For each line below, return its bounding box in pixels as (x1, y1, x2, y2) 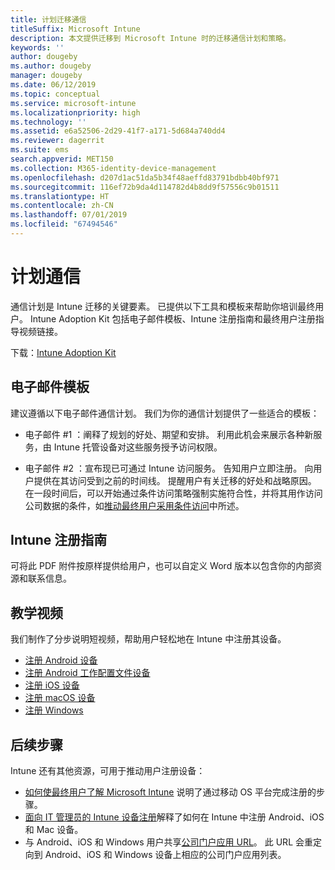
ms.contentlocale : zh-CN (10, 201, 114, 211)
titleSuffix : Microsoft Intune (10, 24, 141, 34)
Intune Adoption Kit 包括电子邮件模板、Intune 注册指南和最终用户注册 (29, 312, 316, 325)
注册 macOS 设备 (24, 692, 96, 704)
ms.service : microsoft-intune (10, 98, 137, 108)
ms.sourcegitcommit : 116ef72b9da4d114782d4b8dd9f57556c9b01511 (10, 182, 280, 192)
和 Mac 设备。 (24, 824, 84, 836)
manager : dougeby (10, 71, 83, 81)
